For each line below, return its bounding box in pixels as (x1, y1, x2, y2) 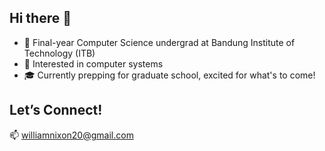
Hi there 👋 (9, 10, 72, 27)
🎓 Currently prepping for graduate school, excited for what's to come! (23, 69, 316, 81)
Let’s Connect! (9, 102, 103, 119)
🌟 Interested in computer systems (23, 57, 164, 70)
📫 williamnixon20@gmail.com (9, 129, 134, 141)
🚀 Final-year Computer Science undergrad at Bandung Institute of (23, 36, 296, 48)
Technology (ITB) (23, 47, 96, 59)
